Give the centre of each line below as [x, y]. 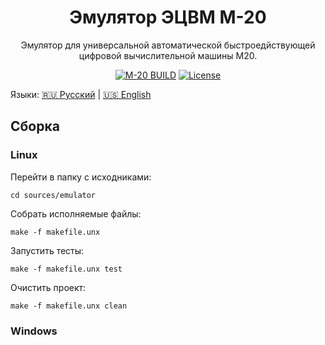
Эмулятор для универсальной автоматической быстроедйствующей [168, 45]
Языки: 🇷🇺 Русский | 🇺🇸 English [81, 94]
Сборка [35, 126]
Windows [34, 331]
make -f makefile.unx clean [69, 306]
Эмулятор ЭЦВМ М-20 [168, 17]
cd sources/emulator [53, 195]
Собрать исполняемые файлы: [76, 213]
